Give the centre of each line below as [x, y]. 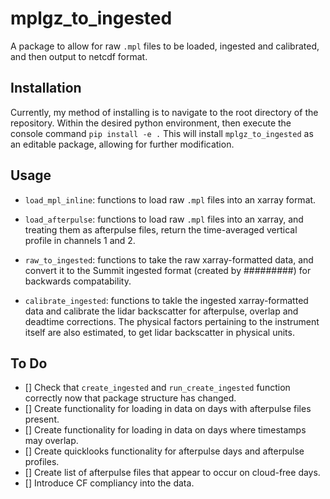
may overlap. [51, 441]
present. [42, 419]
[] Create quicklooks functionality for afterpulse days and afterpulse [164, 451]
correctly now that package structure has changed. [130, 398]
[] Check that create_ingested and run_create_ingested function [157, 388]
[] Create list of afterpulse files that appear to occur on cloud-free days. [172, 473]
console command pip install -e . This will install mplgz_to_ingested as [162, 133]
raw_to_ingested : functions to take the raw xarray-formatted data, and [169, 259]
